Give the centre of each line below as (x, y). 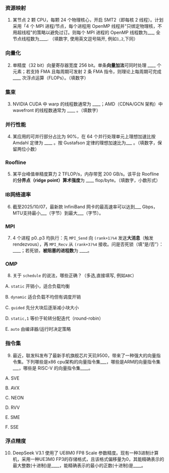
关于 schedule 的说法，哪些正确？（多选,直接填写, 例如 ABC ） (75, 275)
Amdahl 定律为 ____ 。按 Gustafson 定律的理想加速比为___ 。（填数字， (85, 143)
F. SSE (12, 427)
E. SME (13, 417)
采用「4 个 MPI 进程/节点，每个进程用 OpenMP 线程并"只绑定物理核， (85, 26)
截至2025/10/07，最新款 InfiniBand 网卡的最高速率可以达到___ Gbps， (85, 206)
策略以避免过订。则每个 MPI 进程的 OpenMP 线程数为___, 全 (99, 33)
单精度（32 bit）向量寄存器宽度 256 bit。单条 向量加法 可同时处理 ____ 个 (87, 65)
